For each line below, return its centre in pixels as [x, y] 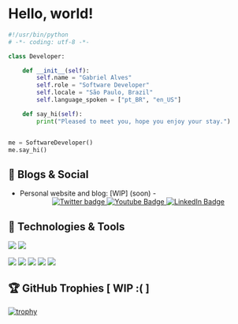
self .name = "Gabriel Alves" [84, 78]
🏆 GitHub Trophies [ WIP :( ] [79, 289]
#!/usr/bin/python [38, 35]
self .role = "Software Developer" [93, 85]
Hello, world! [51, 14]
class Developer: [37, 56]
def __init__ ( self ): [56, 71]
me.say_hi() [28, 150]
